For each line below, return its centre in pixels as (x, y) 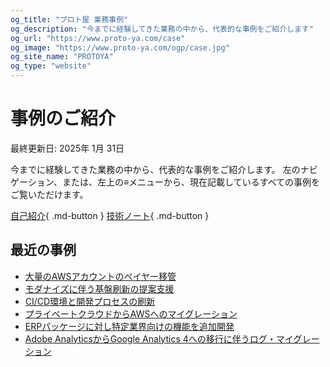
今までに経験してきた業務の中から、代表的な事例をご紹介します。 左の (155, 169)
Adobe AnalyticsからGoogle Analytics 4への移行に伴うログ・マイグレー (172, 338)
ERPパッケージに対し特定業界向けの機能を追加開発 (129, 326)
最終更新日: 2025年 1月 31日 (67, 148)
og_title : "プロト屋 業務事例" (69, 19)
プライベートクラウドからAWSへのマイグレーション (131, 313)
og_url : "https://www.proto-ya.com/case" (98, 38)
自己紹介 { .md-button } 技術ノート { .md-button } (110, 215)
